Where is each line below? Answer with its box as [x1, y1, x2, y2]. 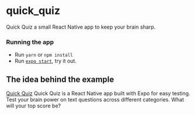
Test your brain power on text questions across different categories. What [6, 96, 184, 103]
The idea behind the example [6, 74, 114, 84]
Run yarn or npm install [14, 51, 73, 58]
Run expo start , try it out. [14, 57, 77, 65]
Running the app [6, 38, 54, 46]
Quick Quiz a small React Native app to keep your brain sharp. [6, 23, 156, 30]
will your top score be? [6, 102, 61, 109]
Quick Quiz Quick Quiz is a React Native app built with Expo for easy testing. [6, 90, 190, 97]
